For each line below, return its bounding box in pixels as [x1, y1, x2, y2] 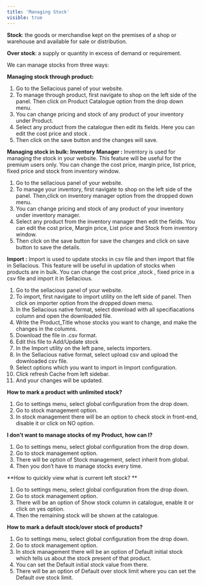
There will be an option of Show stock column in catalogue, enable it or [15, 499, 194, 506]
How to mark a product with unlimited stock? [7, 388, 123, 396]
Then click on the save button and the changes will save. [15, 136, 158, 143]
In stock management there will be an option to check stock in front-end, [15, 413, 198, 420]
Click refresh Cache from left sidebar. [15, 370, 110, 377]
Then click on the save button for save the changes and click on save [15, 237, 189, 244]
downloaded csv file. [15, 357, 69, 365]
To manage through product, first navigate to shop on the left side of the [15, 91, 197, 98]
